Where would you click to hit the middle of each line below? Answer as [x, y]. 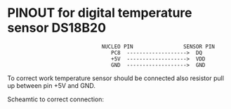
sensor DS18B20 [57, 28]
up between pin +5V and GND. [52, 85]
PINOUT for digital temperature [100, 13]
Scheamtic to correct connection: [55, 99]
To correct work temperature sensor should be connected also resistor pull [116, 78]
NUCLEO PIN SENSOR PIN [158, 46]
